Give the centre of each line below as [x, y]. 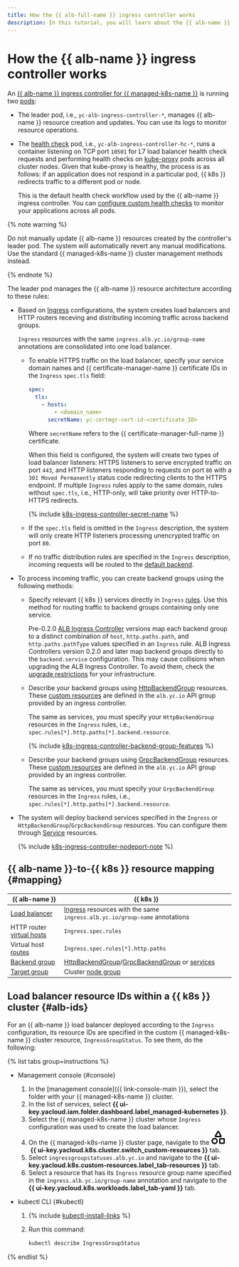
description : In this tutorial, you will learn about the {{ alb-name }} [119, 22]
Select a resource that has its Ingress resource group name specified [130, 1172]
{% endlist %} [28, 1257]
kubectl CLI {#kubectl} [51, 1201]
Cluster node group [92, 972]
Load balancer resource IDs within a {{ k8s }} [109, 996]
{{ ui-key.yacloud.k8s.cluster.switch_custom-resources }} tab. [126, 1150]
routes [20, 952]
